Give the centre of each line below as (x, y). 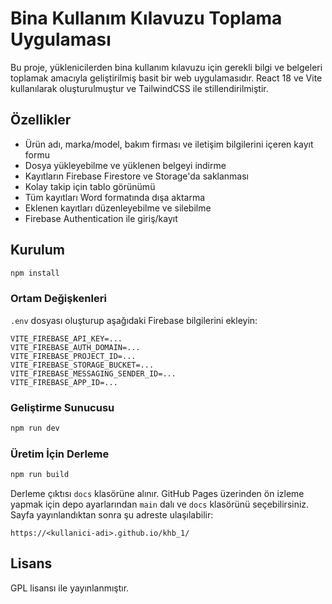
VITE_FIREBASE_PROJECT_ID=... (73, 356)
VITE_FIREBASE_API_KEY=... (66, 338)
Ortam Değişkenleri (58, 299)
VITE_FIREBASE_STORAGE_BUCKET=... (82, 365)
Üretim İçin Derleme (60, 454)
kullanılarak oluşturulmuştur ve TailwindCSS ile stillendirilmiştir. (139, 88)
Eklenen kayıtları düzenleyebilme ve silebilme (118, 208)
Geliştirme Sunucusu (62, 407)
